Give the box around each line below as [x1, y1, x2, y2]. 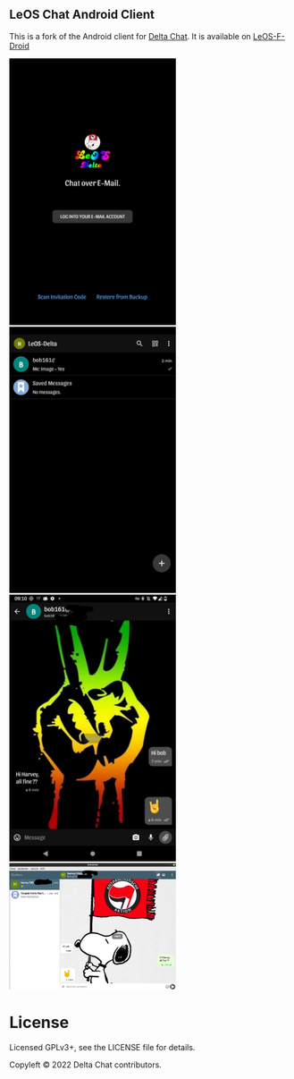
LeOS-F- [253, 30, 286, 41]
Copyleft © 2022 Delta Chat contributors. [9, 1059, 163, 1070]
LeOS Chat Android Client [9, 7, 155, 22]
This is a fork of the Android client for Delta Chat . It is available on [9, 30, 252, 41]
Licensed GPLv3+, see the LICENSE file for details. [9, 1041, 196, 1052]
